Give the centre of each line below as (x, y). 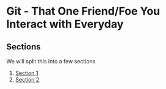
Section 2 (27, 80)
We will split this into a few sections (51, 61)
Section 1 (27, 73)
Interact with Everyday (65, 24)
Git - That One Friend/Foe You (83, 11)
